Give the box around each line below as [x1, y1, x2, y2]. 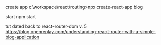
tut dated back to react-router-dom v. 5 [5, 23, 87, 29]
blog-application [5, 34, 39, 40]
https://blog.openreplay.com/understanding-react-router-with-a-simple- [5, 29, 156, 34]
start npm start [5, 14, 36, 19]
